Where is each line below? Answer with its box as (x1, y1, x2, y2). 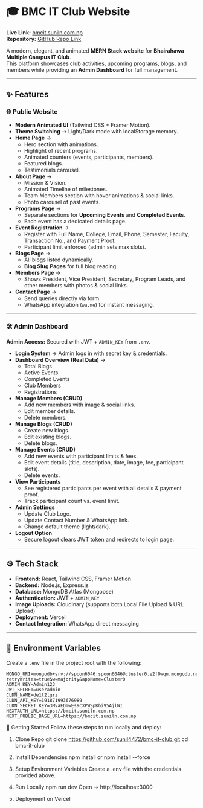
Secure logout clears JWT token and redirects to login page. (24, 536, 175, 543)
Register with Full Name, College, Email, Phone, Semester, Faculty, (24, 230, 190, 237)
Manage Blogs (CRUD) (14, 420, 72, 428)
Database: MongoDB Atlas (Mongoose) (14, 588, 114, 595)
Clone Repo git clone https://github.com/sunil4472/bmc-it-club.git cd (14, 735, 188, 743)
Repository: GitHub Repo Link (6, 35, 82, 42)
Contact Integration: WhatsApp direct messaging (14, 620, 139, 627)
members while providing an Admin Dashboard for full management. (6, 66, 178, 73)
